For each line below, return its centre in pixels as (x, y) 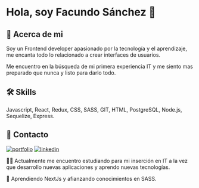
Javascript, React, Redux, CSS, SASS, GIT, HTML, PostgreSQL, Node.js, (94, 109)
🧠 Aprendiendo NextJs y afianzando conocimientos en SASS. (81, 178)
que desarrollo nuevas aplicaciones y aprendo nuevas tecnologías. (88, 167)
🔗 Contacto (27, 135)
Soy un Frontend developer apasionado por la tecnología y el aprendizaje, (97, 48)
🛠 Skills (21, 92)
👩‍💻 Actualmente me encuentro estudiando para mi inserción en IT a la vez (97, 161)
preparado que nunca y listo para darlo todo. (61, 73)
